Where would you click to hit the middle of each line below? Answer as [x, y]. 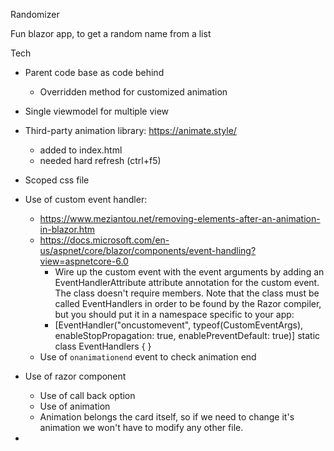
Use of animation [75, 406]
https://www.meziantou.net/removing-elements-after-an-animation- [180, 218]
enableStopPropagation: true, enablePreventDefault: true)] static [187, 335]
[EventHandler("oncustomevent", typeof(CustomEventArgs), [179, 325]
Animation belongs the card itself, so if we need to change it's [167, 417]
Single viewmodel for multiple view [97, 111]
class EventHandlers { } [103, 346]
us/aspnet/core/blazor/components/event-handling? [148, 250]
